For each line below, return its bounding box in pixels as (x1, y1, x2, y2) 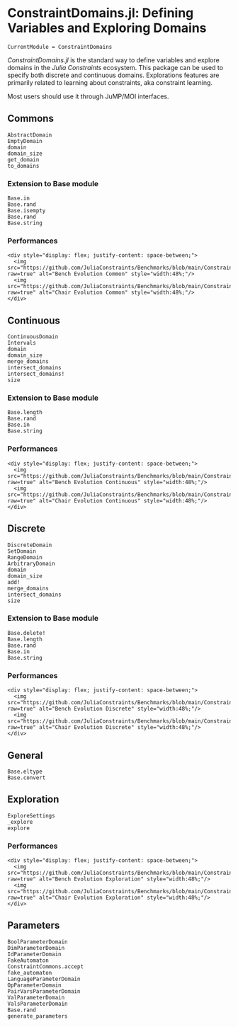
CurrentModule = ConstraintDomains (7, 43, 113, 50)
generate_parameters (7, 1012, 69, 1020)
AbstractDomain (7, 131, 52, 139)
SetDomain (7, 547, 37, 555)
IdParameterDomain (7, 951, 62, 958)
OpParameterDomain (7, 982, 62, 989)
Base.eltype (7, 768, 42, 775)
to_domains (7, 162, 40, 169)
